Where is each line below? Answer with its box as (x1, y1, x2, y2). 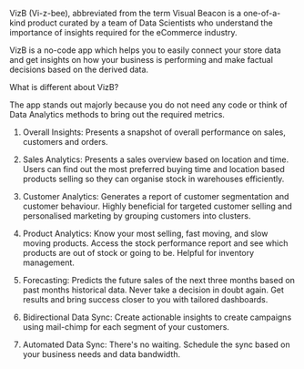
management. (22, 257, 76, 268)
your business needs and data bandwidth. (22, 349, 181, 359)
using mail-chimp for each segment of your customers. (22, 322, 230, 332)
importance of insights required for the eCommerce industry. (9, 27, 238, 37)
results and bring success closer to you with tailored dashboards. (22, 294, 269, 304)
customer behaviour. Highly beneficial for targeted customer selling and (22, 200, 293, 211)
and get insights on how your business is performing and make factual (9, 55, 273, 65)
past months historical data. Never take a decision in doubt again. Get (22, 284, 285, 295)
